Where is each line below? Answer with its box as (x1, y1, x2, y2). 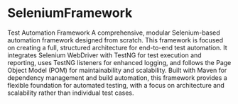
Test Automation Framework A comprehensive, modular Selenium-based (7, 28, 220, 37)
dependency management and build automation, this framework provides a (7, 73, 227, 82)
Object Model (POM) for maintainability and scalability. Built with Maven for (7, 66, 227, 74)
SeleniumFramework (7, 5, 133, 21)
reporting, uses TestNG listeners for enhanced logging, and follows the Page (7, 58, 232, 67)
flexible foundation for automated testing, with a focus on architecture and (7, 81, 225, 89)
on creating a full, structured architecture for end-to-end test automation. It (7, 43, 227, 52)
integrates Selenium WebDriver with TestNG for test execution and (7, 51, 202, 59)
